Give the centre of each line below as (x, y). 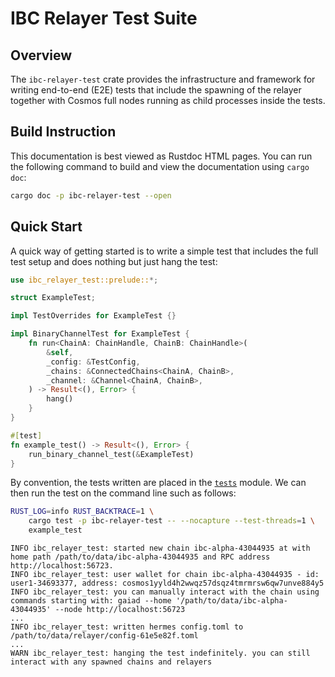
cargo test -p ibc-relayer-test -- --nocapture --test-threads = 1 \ (171, 521)
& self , (60, 352)
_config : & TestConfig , (93, 362)
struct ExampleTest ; (53, 298)
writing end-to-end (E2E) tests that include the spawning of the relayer (156, 90)
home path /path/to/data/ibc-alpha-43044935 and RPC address (140, 557)
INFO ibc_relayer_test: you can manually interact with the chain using (165, 592)
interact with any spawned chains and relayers (111, 662)
